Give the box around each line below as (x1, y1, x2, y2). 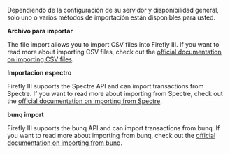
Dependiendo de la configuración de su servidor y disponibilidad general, (7, 6, 219, 14)
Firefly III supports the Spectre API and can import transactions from (7, 82, 204, 90)
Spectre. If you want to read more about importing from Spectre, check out (7, 90, 224, 98)
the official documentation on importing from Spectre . (7, 97, 163, 105)
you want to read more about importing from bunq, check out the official (7, 132, 216, 139)
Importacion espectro (7, 69, 72, 77)
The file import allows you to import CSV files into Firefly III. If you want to (7, 40, 220, 48)
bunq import (7, 111, 44, 118)
